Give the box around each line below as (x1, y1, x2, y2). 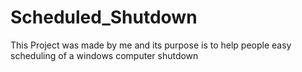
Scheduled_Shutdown (10, 6, 198, 29)
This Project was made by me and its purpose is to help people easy (10, 39, 292, 51)
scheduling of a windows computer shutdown (10, 49, 199, 61)
